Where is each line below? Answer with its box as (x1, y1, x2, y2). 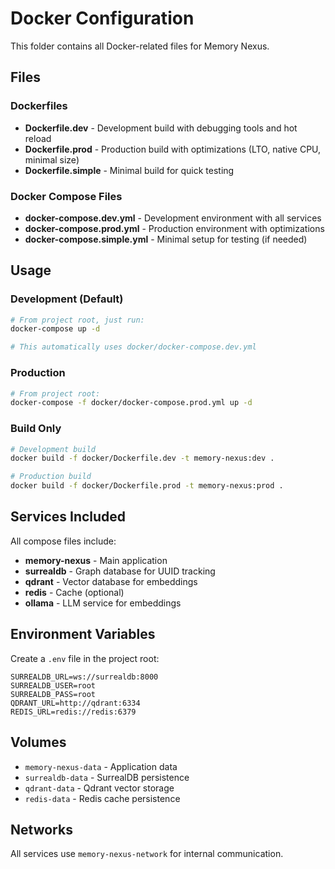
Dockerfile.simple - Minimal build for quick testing (24, 164, 235, 176)
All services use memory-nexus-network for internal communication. (10, 848, 284, 860)
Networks (10, 821, 73, 838)
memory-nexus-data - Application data (24, 760, 178, 772)
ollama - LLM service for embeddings (24, 597, 182, 609)
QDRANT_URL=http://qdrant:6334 (10, 698, 141, 708)
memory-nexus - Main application (24, 554, 168, 566)
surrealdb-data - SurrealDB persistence (24, 771, 190, 783)
